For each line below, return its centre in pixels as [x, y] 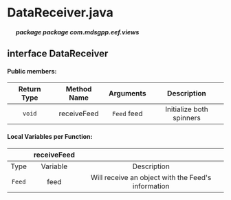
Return [30, 89]
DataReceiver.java [60, 13]
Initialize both [186, 109]
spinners [187, 118]
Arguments [128, 93]
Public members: [32, 71]
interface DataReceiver [58, 54]
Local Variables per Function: [50, 136]
